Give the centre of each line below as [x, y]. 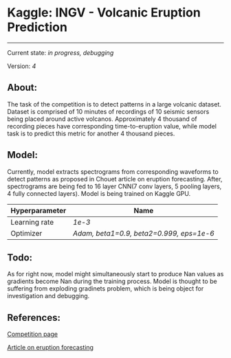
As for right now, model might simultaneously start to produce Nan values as [115, 274]
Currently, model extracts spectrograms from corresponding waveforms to [113, 171]
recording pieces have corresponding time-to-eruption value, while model [112, 126]
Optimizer [26, 233]
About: [22, 88]
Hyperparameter [38, 210]
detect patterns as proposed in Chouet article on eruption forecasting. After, [115, 179]
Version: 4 [22, 66]
